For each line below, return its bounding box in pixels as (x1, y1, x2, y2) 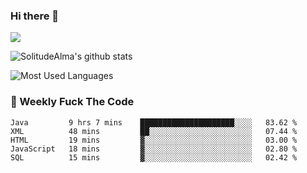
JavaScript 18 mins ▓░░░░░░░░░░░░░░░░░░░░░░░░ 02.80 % (10, 144, 298, 154)
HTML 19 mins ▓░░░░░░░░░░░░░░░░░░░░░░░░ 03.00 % (10, 135, 298, 145)
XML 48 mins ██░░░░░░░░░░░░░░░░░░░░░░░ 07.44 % (10, 126, 298, 136)
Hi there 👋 (10, 9, 60, 23)
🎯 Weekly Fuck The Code (10, 95, 135, 109)
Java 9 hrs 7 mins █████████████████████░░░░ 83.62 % (10, 117, 298, 128)
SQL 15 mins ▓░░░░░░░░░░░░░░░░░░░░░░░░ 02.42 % (10, 152, 298, 163)
